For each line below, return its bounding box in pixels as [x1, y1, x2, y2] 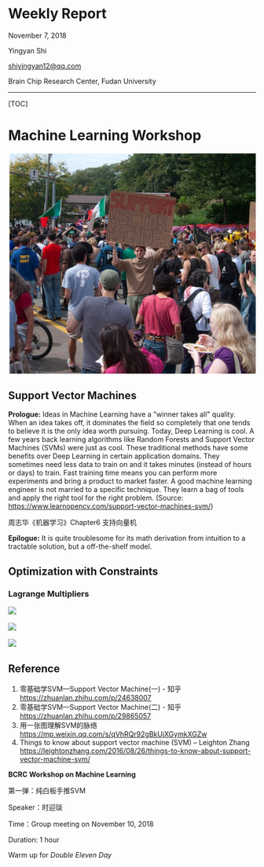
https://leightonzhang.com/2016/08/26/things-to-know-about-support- [19, 746, 251, 755]
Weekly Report [8, 5, 108, 23]
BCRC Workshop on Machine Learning [8, 770, 136, 779]
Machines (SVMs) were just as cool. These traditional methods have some [8, 443, 249, 453]
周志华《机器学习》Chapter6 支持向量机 [8, 518, 137, 527]
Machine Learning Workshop [8, 127, 202, 145]
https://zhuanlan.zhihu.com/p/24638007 [19, 692, 152, 702]
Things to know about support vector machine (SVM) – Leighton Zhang [19, 737, 250, 747]
